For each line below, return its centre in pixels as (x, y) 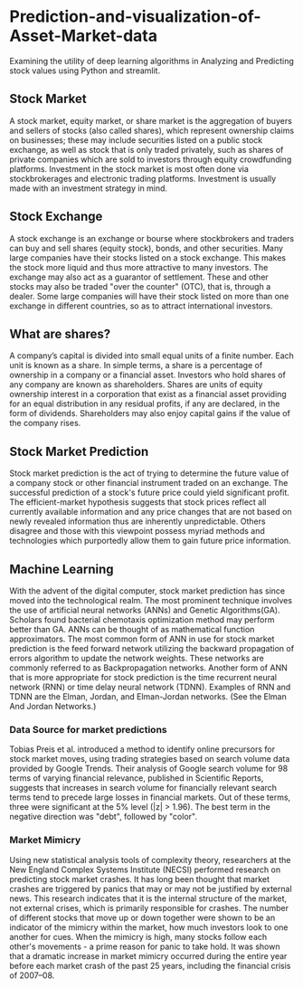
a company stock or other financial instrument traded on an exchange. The (149, 483)
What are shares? (60, 333)
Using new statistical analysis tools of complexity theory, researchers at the (150, 860)
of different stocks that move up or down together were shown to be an (142, 917)
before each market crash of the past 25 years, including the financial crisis (150, 965)
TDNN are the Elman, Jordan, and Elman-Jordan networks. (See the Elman (148, 697)
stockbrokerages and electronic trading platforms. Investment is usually (143, 178)
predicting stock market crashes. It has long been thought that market (139, 879)
